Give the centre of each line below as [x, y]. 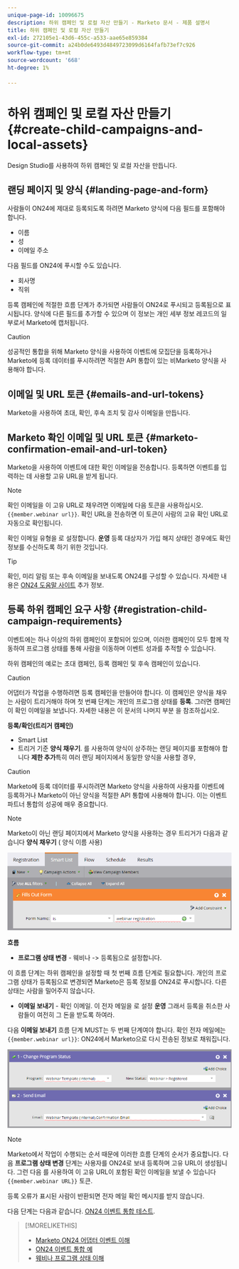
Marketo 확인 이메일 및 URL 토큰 [75, 437]
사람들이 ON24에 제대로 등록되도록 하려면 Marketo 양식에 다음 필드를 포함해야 [116, 209]
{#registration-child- [160, 610]
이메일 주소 [33, 251]
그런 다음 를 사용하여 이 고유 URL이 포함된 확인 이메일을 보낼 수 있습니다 [116, 1172]
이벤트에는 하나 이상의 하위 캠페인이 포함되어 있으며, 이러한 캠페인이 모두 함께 [115, 639]
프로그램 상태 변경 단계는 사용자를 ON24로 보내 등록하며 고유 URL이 [108, 1163]
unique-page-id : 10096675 [46, 15]
